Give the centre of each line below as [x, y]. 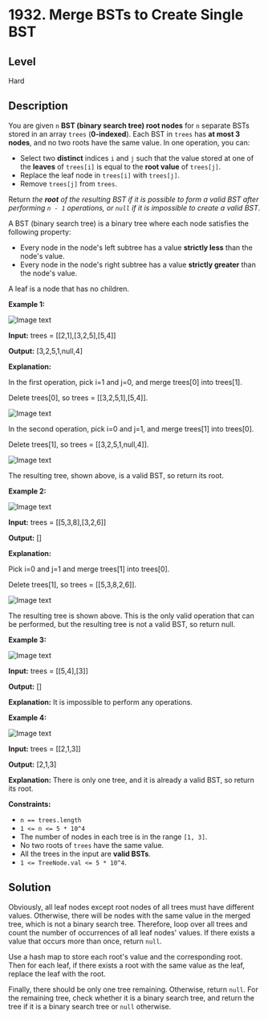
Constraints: [30, 804]
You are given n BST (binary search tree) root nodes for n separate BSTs [129, 125]
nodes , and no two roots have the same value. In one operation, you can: [129, 142]
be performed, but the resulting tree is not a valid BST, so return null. [122, 624]
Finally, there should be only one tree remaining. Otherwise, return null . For [133, 989]
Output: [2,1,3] [32, 764]
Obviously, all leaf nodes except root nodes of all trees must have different [131, 906]
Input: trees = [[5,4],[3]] [48, 671]
